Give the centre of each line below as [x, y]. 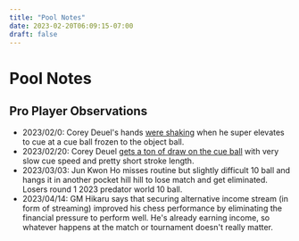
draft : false [33, 34]
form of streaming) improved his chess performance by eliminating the [152, 208]
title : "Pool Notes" [48, 17]
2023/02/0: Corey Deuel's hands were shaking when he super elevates [154, 133]
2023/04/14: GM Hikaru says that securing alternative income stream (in [155, 199]
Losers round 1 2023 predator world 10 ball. [102, 189]
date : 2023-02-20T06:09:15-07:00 [71, 26]
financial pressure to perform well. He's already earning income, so [146, 218]
